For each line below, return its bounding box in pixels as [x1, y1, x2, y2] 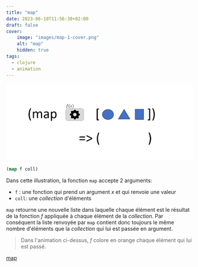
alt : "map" [17, 41, 44, 47]
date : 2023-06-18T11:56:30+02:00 [6, 15, 89, 22]
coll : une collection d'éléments [14, 195, 92, 202]
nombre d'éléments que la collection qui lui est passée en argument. [6, 225, 173, 233]
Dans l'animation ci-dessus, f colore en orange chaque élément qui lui [20, 237, 192, 244]
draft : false [6, 22, 39, 28]
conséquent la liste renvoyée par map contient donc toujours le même [6, 219, 174, 226]
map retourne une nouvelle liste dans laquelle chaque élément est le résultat [6, 206, 190, 214]
